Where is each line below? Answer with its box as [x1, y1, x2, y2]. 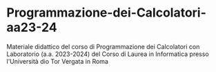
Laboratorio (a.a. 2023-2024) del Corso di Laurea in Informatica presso [6, 50, 210, 58]
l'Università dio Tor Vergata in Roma [6, 57, 108, 65]
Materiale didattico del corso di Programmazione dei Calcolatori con [6, 42, 200, 51]
